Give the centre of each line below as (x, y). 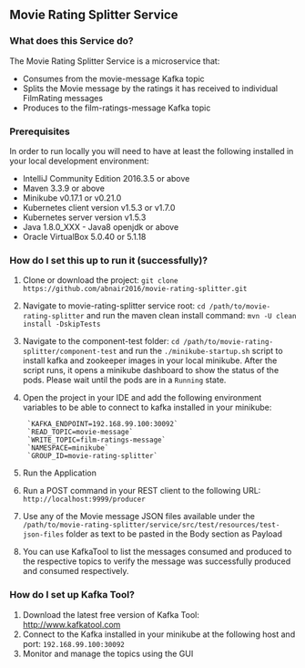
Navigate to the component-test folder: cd (101, 341)
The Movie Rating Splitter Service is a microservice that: (115, 61)
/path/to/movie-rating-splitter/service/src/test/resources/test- (151, 525)
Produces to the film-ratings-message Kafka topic (117, 108)
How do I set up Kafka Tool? (72, 595)
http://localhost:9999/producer (84, 500)
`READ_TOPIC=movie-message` (80, 433)
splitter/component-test (70, 352)
